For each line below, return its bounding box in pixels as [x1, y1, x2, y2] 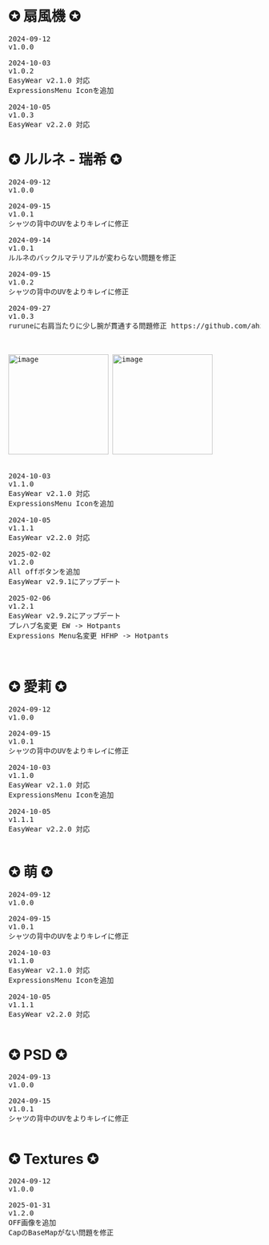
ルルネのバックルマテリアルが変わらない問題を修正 [8, 253, 177, 262]
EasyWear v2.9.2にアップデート [8, 610, 122, 620]
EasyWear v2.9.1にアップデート [8, 577, 122, 586]
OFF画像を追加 [8, 1218, 57, 1227]
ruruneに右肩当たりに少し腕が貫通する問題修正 [8, 321, 167, 330]
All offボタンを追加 [8, 566, 81, 576]
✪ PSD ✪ [8, 1046, 67, 1064]
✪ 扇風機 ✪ [8, 7, 82, 26]
